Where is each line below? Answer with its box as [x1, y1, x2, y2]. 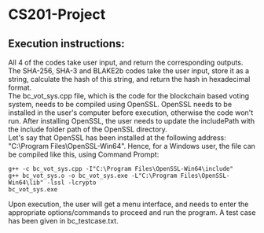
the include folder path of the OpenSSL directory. [8, 124, 167, 134]
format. [8, 83, 32, 92]
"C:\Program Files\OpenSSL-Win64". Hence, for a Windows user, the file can [8, 142, 255, 150]
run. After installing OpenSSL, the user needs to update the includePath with [8, 116, 255, 125]
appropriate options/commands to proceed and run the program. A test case [8, 208, 256, 217]
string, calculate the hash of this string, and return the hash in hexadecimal [8, 75, 251, 83]
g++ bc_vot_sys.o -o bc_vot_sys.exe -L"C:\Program [8, 172, 178, 179]
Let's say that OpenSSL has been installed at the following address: [8, 133, 226, 142]
